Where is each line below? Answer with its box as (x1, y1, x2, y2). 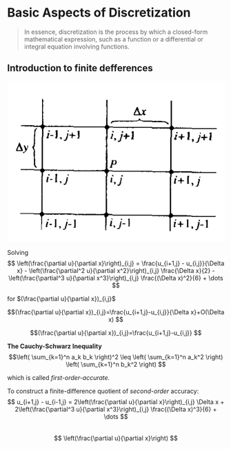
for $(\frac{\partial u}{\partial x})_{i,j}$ (7, 295, 116, 303)
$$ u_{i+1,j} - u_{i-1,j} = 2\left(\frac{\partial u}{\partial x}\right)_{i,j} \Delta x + (7, 398, 225, 405)
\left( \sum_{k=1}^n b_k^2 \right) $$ (65, 361, 167, 368)
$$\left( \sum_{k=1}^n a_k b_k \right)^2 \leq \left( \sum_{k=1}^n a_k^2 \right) (8, 353, 223, 361)
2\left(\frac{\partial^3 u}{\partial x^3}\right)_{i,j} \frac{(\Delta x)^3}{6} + (14, 405, 217, 413)
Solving (7, 249, 29, 256)
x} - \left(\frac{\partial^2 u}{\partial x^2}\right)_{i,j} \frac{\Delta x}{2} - (17, 267, 215, 274)
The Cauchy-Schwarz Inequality (7, 342, 102, 350)
